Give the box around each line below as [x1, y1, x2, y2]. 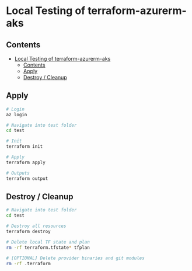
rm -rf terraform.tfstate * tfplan [6, 244, 90, 251]
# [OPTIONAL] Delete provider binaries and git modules [6, 255, 145, 261]
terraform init [6, 144, 43, 150]
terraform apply [6, 159, 46, 165]
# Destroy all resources [6, 223, 67, 229]
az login [6, 112, 27, 117]
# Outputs [6, 170, 30, 176]
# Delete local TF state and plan [6, 239, 90, 245]
